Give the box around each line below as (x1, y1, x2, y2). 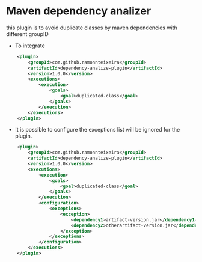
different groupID (6, 30, 49, 37)
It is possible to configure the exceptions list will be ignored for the (14, 126, 180, 133)
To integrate (14, 42, 45, 49)
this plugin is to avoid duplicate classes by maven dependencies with (6, 24, 177, 31)
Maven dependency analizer (6, 4, 151, 18)
